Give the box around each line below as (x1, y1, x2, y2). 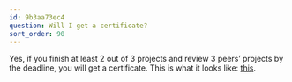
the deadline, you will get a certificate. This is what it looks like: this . (9, 63, 256, 73)
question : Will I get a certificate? (9, 21, 148, 30)
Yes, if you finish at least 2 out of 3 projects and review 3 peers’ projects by (9, 54, 284, 64)
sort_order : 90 (9, 29, 65, 38)
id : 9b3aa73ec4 (9, 12, 65, 22)
